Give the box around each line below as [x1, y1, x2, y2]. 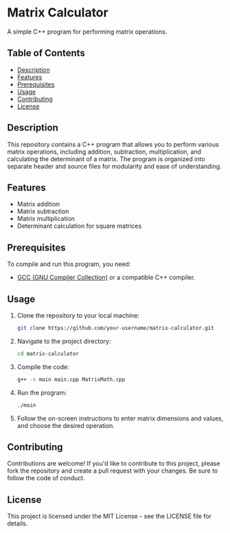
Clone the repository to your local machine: [16, 311, 139, 320]
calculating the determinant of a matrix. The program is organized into [7, 154, 205, 163]
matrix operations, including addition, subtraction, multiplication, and [7, 147, 201, 156]
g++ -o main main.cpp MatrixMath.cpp [16, 376, 126, 383]
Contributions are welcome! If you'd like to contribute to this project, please [7, 460, 220, 468]
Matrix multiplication [16, 215, 76, 223]
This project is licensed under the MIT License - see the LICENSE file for [7, 512, 211, 521]
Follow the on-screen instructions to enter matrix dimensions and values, [16, 414, 224, 423]
